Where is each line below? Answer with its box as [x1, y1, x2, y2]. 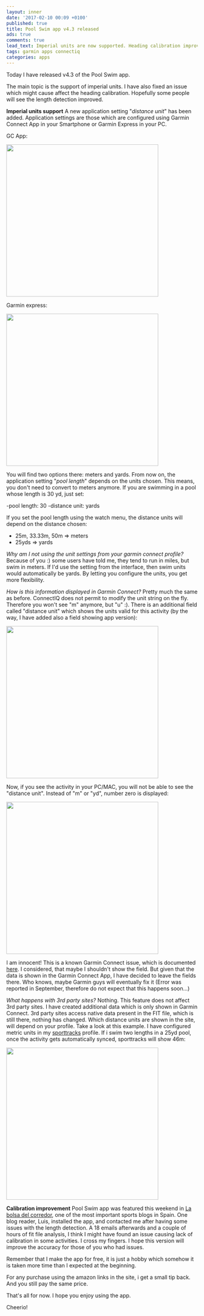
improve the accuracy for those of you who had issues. [6, 1243, 144, 1251]
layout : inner [6, 9, 42, 15]
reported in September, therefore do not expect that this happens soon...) [6, 984, 190, 992]
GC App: [6, 132, 28, 139]
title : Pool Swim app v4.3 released [6, 26, 99, 32]
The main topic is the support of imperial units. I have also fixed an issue [6, 83, 187, 90]
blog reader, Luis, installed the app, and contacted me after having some [6, 1217, 188, 1225]
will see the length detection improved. [6, 96, 104, 103]
